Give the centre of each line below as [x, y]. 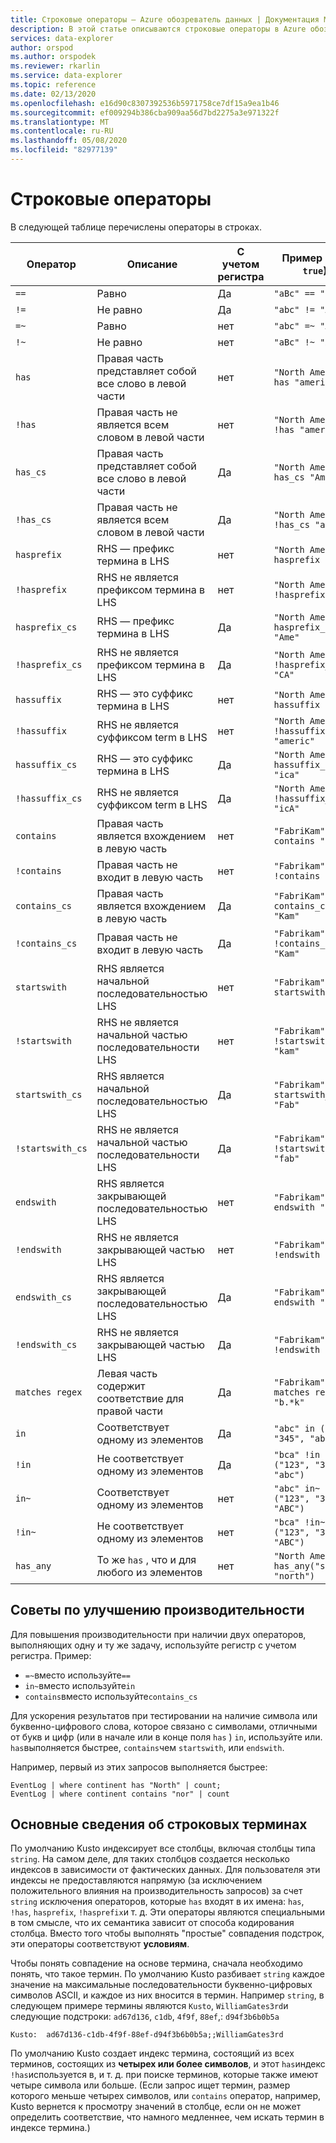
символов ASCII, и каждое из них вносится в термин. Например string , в [167, 1995]
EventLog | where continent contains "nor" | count [120, 1794]
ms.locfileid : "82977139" [64, 150]
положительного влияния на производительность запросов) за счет [156, 1891]
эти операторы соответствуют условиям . [100, 1944]
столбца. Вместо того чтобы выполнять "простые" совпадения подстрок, [167, 1933]
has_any [33, 1565]
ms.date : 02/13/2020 [53, 94]
